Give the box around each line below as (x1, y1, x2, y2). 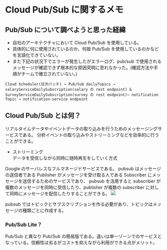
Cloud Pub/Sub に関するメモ (5, 4, 124, 15)
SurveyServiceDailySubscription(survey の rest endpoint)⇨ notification (5, 92, 159, 97)
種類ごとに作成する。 (22, 207, 66, 213)
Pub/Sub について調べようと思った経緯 (5, 25, 126, 34)
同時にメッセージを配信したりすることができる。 (9, 190, 110, 197)
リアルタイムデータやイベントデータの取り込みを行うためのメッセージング (5, 125, 158, 132)
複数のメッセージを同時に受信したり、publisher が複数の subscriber (5, 184, 145, 190)
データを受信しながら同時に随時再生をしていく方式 (12, 155, 118, 161)
